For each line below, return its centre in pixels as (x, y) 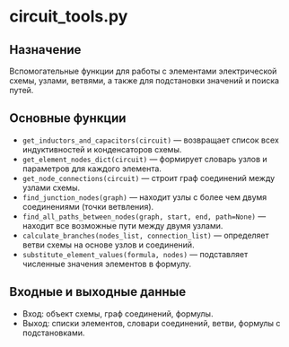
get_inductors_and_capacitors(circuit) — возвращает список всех (151, 140)
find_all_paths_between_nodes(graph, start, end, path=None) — (144, 216)
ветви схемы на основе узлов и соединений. (108, 245)
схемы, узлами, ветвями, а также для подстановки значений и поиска (144, 81)
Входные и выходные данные (98, 292)
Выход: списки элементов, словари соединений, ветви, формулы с (151, 323)
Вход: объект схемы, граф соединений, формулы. (118, 313)
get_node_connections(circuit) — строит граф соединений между (149, 178)
